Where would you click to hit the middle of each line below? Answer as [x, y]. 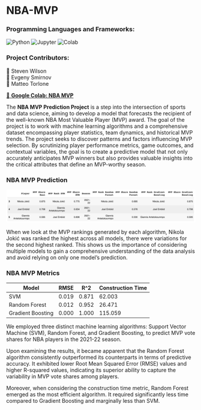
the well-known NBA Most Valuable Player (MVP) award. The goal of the [95, 119]
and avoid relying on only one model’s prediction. [67, 257]
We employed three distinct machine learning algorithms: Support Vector [96, 326]
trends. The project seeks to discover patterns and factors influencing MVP [99, 139]
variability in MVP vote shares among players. [63, 376]
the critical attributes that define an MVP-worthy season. [76, 164]
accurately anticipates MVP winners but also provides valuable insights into [100, 158]
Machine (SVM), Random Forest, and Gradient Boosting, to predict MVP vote [101, 333]
